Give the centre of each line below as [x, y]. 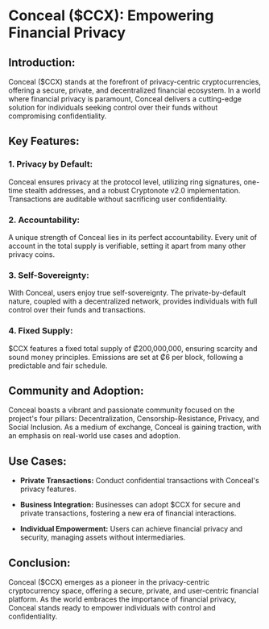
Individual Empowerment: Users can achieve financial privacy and [131, 529]
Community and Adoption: [76, 390]
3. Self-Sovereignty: [49, 275]
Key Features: [44, 141]
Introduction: [42, 62]
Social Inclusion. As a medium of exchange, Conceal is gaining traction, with [135, 427]
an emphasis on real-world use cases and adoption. [95, 436]
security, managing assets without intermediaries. [103, 537]
